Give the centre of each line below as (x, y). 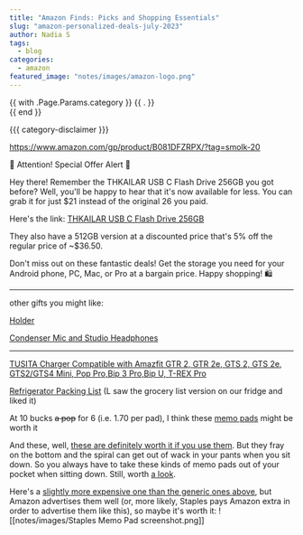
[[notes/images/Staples (53, 520)
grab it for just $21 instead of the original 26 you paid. (109, 201)
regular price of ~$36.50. (56, 246)
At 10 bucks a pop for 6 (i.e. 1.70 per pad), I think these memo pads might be (151, 418)
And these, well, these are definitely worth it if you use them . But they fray (147, 445)
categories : (32, 60)
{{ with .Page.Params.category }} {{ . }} (82, 102)
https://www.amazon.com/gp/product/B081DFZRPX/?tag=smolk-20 (135, 146)
